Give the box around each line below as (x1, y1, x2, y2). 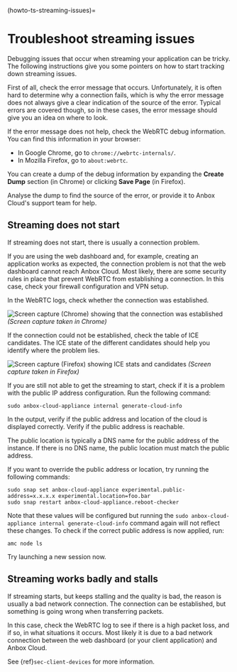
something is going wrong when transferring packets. (7, 607, 165, 615)
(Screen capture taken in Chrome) (7, 317, 108, 325)
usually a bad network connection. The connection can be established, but (7, 600, 226, 608)
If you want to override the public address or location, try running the (7, 465, 209, 473)
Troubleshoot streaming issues (7, 31, 195, 47)
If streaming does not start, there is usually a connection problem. (7, 238, 200, 246)
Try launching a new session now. (7, 552, 106, 560)
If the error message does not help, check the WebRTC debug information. (7, 127, 226, 136)
